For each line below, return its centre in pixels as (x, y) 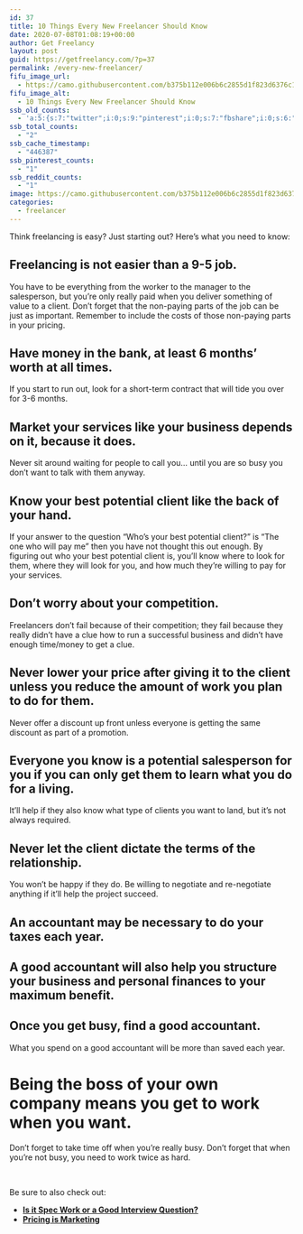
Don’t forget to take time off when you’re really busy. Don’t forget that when (150, 1147)
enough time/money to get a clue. (72, 644)
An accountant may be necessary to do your (137, 922)
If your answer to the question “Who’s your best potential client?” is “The (144, 537)
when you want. (71, 1123)
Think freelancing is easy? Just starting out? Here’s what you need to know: (150, 237)
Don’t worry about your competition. (114, 603)
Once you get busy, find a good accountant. (135, 1026)
